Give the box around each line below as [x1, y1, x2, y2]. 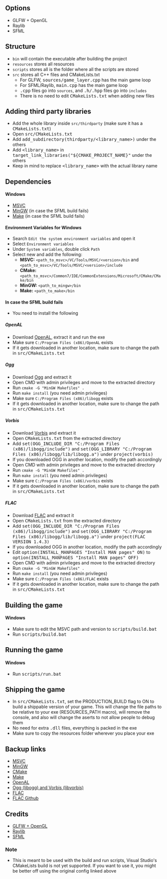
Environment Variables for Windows [5, 224, 82, 230]
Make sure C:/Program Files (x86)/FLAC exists [12, 576, 109, 582]
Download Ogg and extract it [12, 374, 72, 380]
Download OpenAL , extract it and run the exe [12, 334, 105, 340]
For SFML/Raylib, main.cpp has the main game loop [19, 82, 128, 88]
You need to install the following [12, 310, 78, 316]
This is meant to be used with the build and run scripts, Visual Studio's [12, 858, 157, 864]
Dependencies [5, 177, 51, 186]
